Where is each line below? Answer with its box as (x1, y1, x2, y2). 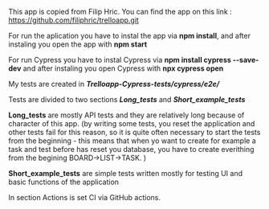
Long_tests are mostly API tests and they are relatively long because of (8, 110, 245, 120)
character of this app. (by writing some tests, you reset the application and (8, 119, 255, 128)
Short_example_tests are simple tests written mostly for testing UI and (8, 169, 243, 178)
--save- (232, 55, 259, 64)
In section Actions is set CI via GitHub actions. (8, 193, 161, 202)
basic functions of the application (8, 177, 119, 186)
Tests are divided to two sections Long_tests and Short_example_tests (8, 95, 246, 104)
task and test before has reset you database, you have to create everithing (8, 145, 255, 154)
